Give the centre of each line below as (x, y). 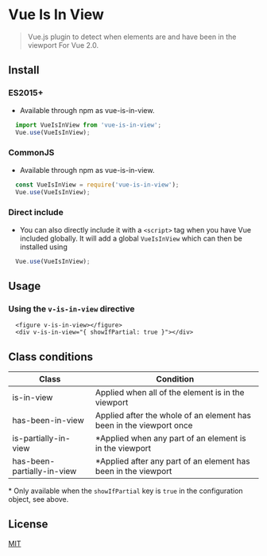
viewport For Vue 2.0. (63, 45)
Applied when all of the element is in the (170, 393)
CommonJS (31, 153)
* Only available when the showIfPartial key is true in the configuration (126, 491)
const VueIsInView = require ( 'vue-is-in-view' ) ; (97, 185)
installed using (43, 247)
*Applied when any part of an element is (170, 438)
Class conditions (51, 356)
